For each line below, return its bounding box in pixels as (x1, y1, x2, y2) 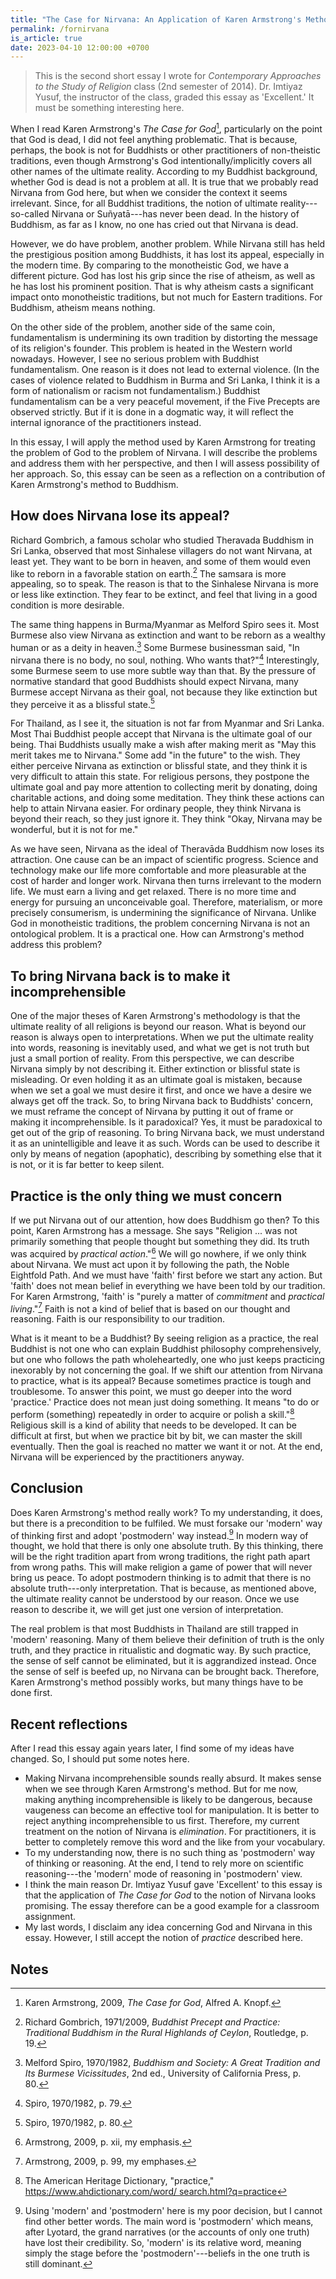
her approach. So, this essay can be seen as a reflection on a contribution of (10, 467, 326, 480)
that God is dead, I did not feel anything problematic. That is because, (10, 133, 298, 145)
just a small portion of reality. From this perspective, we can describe (10, 1052, 295, 1065)
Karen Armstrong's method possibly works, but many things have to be (10, 1676, 304, 1688)
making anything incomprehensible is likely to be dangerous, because (24, 1794, 313, 1806)
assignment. (24, 1911, 76, 1923)
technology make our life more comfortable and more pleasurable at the (10, 864, 307, 876)
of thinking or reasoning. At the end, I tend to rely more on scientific (24, 1857, 305, 1870)
